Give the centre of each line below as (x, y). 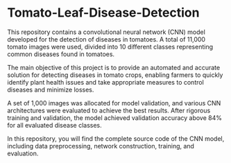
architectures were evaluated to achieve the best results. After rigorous (109, 110)
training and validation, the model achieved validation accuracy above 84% (114, 118)
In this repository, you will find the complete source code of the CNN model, (116, 138)
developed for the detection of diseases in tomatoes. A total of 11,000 (106, 39)
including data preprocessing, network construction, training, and (101, 146)
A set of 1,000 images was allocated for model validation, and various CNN (114, 103)
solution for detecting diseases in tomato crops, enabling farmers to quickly (115, 75)
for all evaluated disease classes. (54, 125)
